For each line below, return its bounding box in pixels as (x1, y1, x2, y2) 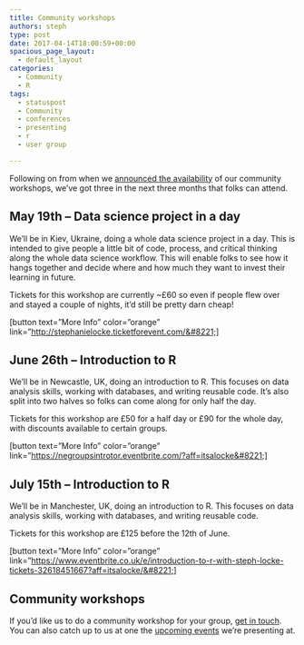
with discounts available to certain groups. (9, 423, 168, 434)
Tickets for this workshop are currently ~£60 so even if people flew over (9, 289, 280, 300)
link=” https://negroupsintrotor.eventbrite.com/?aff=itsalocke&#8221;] (9, 451, 268, 461)
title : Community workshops (9, 13, 116, 23)
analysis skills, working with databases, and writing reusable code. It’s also (9, 386, 289, 397)
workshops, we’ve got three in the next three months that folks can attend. (9, 183, 289, 193)
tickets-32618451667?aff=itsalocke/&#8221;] (9, 565, 177, 576)
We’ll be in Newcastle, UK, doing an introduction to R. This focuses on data (9, 376, 289, 387)
